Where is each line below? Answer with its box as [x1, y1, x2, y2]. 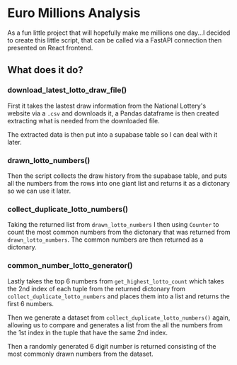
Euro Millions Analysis [7, 5, 141, 21]
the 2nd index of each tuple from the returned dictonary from [7, 284, 186, 293]
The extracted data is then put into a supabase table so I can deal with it [7, 130, 218, 139]
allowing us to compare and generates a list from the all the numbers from [7, 320, 223, 329]
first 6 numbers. [7, 299, 54, 308]
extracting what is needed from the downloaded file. [7, 116, 161, 125]
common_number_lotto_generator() [7, 261, 133, 271]
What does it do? [7, 64, 83, 76]
